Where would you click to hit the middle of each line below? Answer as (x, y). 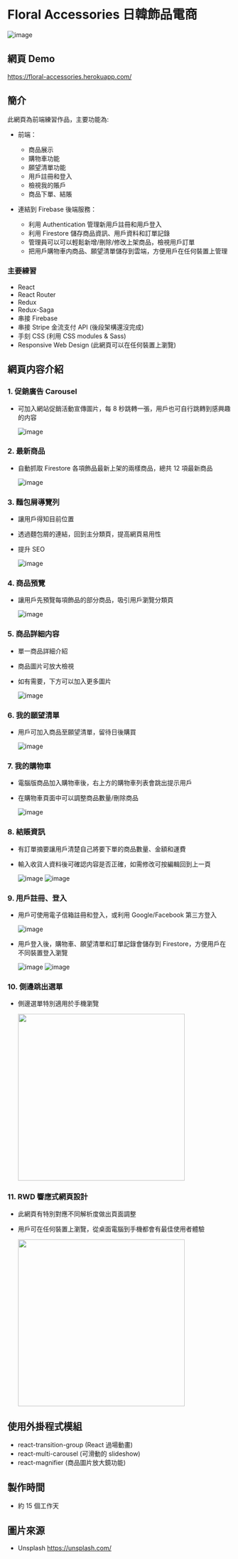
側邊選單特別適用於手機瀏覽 (58, 1004)
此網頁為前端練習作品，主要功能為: (58, 119)
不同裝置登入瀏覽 (43, 952)
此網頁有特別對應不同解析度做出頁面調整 (77, 1214)
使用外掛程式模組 (45, 1426)
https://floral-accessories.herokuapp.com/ (70, 76)
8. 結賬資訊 (26, 832)
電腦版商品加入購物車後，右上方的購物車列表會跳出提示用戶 (105, 783)
